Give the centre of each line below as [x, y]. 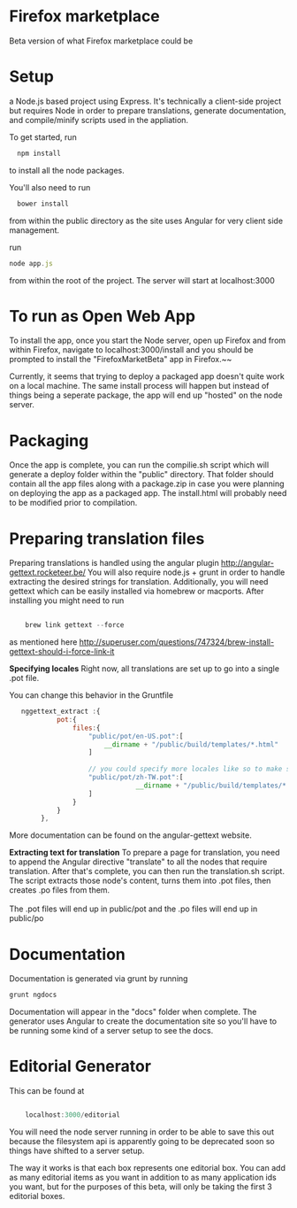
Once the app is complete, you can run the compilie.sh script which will [139, 465]
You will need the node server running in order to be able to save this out [141, 1132]
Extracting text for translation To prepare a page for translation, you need [145, 853]
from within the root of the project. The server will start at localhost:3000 [142, 280]
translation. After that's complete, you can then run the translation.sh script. [147, 871]
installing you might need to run [67, 600]
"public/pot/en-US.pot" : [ [136, 736]
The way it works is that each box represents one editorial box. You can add [147, 1167]
